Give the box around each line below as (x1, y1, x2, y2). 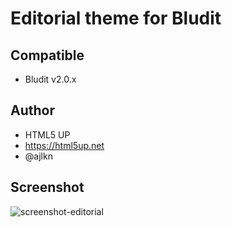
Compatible (10, 47, 85, 64)
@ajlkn (24, 150, 53, 162)
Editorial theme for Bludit (10, 7, 222, 30)
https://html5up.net (24, 139, 105, 151)
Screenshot (10, 179, 85, 196)
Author (10, 102, 55, 119)
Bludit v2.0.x (24, 73, 77, 85)
